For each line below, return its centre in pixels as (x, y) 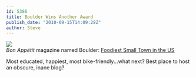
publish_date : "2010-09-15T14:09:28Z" (54, 22)
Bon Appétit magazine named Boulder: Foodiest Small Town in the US (90, 50)
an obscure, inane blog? (35, 68)
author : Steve (24, 28)
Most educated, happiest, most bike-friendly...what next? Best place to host (98, 61)
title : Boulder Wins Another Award (50, 17)
